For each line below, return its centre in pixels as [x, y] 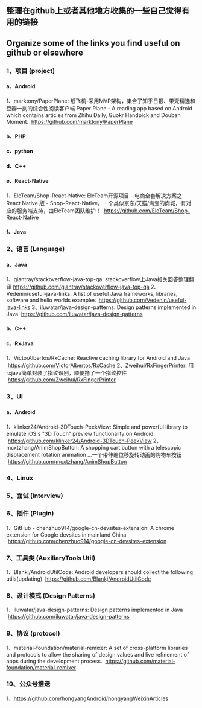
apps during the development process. [54, 661]
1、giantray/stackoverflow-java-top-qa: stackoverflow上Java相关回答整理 [98, 279]
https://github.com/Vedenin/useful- [143, 300]
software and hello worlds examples [51, 300]
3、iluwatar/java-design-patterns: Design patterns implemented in [114, 307]
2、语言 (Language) [36, 249]
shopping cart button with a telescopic [133, 447]
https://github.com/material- [140, 661]
